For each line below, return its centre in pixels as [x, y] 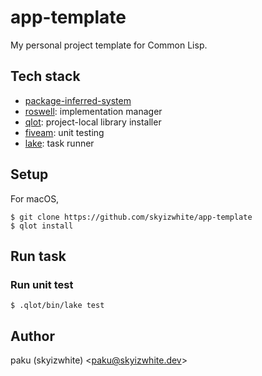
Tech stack [45, 76]
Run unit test [42, 284]
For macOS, [35, 198]
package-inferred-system [78, 100]
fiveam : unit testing [64, 132]
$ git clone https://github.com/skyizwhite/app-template [131, 217]
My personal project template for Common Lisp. [109, 45]
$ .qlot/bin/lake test [57, 306]
